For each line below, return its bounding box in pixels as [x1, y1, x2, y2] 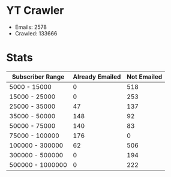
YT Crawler [6, 4, 64, 17]
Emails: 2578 [14, 23, 47, 31]
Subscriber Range [11, 73, 65, 81]
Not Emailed [127, 73, 163, 81]
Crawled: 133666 [14, 29, 58, 37]
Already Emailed [73, 73, 121, 81]
